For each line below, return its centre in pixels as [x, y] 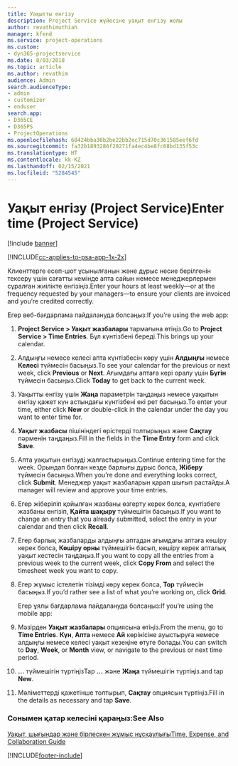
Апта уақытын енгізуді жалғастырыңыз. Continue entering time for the [121, 460]
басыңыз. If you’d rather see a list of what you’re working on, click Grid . [122, 591]
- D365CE [20, 120]
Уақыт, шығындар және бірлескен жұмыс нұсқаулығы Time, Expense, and [118, 734]
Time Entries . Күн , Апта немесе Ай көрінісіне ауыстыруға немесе [118, 634]
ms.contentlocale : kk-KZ [44, 160]
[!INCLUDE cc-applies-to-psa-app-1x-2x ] [67, 257]
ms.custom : [23, 47]
